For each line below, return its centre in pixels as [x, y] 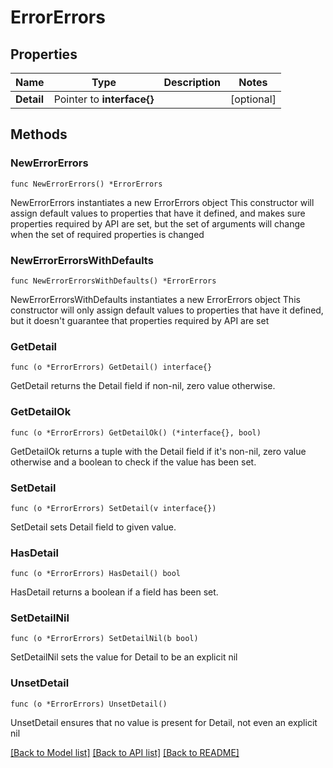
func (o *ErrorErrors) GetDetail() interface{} [111, 367]
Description [192, 82]
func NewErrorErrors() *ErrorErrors [86, 184]
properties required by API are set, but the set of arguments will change [158, 223]
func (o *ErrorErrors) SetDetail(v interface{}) [113, 508]
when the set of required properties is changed [107, 234]
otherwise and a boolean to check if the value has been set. [133, 462]
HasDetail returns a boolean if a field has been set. [114, 592]
